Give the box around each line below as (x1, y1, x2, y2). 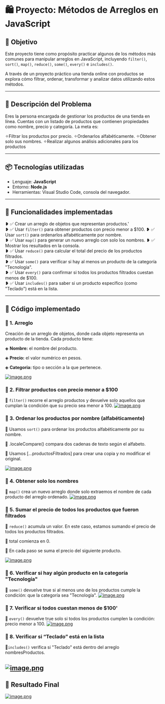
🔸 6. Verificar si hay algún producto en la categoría (5, 570, 128, 577)
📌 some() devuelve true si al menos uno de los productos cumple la (5, 587, 141, 593)
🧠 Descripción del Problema (5, 100, 92, 109)
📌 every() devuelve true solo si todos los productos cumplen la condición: (5, 615, 155, 621)
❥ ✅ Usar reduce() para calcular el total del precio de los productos (5, 248, 142, 254)
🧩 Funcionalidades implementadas (5, 208, 113, 216)
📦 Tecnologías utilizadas (5, 163, 84, 172)
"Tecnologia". (5, 264, 33, 270)
